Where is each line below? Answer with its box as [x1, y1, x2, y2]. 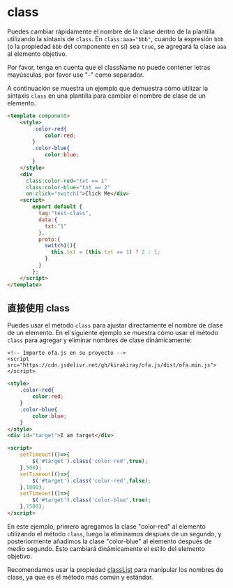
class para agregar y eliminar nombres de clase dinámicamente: [7, 336, 192, 344]
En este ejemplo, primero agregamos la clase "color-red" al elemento [7, 522, 206, 531]
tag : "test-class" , [38, 210, 92, 217]
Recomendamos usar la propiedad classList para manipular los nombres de [7, 565, 224, 573]
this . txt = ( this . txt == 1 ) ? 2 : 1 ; [51, 249, 161, 256]
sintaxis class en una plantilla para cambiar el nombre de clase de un [7, 91, 206, 100]
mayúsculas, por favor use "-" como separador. [7, 71, 144, 79]
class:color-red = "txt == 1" [25, 177, 108, 184]
